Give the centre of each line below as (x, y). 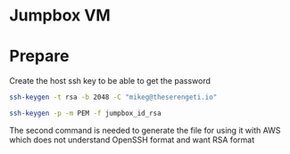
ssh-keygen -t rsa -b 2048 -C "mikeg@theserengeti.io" (113, 97)
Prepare (39, 57)
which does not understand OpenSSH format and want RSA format (132, 140)
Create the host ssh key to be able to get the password (110, 81)
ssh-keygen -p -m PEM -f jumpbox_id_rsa (86, 113)
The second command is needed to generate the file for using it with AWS (145, 130)
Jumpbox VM (60, 16)
